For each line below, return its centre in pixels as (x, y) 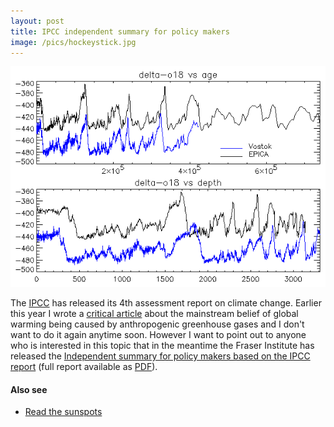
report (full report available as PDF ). (84, 366)
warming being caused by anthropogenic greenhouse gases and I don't (157, 324)
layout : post (37, 21)
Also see (29, 389)
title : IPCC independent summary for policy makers (120, 31)
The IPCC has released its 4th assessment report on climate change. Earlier (166, 303)
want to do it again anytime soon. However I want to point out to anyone (158, 334)
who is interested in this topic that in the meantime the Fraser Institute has (162, 345)
